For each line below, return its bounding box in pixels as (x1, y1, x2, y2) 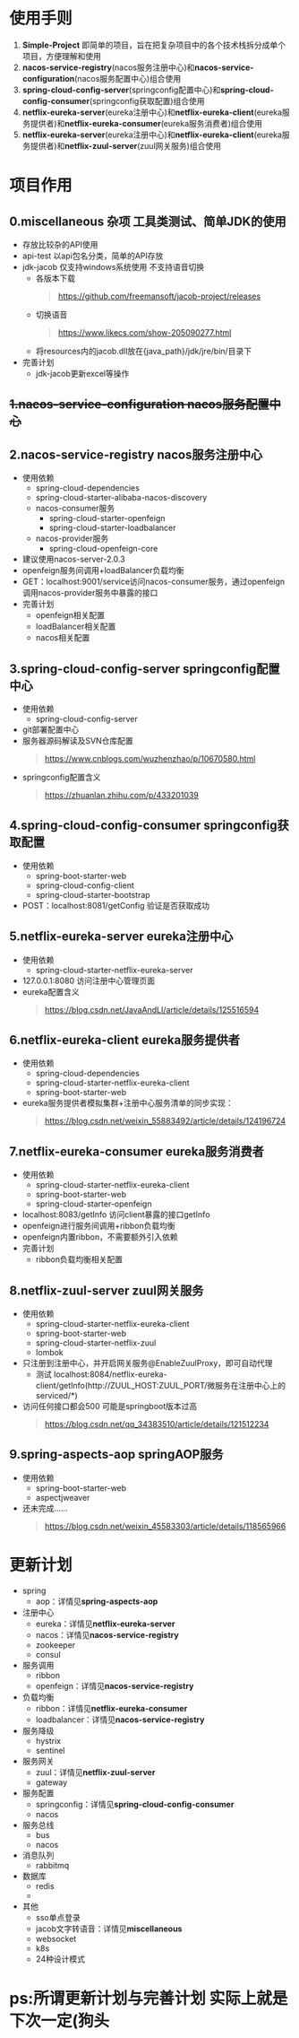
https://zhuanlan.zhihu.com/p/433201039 (44, 789, 199, 800)
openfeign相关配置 (35, 610, 106, 621)
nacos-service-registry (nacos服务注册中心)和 (21, 62, 195, 73)
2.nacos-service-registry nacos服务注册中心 (9, 447, 263, 462)
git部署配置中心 (21, 724, 80, 735)
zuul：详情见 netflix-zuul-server (35, 1766, 156, 1777)
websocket (35, 1933, 77, 1944)
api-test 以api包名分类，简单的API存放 (21, 250, 164, 261)
